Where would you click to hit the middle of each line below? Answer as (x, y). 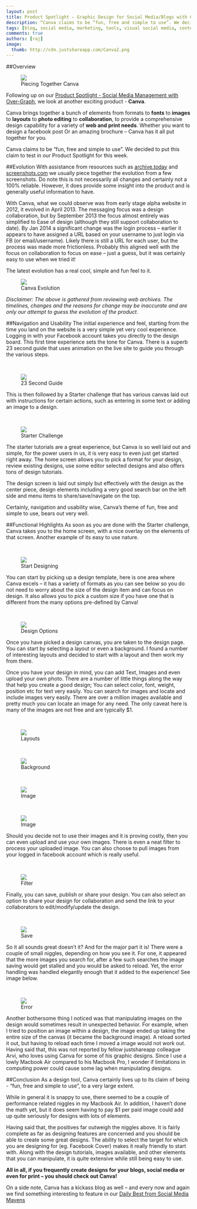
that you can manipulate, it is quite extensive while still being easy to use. (95, 1158)
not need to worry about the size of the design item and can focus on (90, 590)
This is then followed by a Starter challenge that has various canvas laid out (97, 394)
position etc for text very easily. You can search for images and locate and (96, 691)
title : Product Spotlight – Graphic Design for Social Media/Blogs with (97, 17)
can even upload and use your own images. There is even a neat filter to (93, 842)
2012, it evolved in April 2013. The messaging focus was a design (85, 209)
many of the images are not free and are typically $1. (70, 710)
